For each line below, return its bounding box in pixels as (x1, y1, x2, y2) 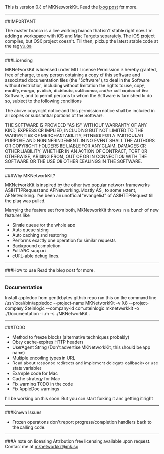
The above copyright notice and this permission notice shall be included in (5, 108, 155, 113)
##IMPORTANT (5, 18, 36, 24)
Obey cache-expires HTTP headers (12, 340, 84, 345)
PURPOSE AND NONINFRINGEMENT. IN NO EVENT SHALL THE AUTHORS (5, 138, 155, 143)
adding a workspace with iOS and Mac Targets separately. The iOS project (5, 33, 155, 39)
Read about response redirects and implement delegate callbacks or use (12, 360, 159, 366)
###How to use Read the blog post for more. (5, 267, 95, 273)
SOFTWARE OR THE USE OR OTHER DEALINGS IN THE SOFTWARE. (5, 159, 142, 164)
